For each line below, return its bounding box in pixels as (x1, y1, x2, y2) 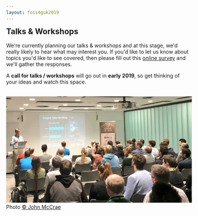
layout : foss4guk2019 (6, 9, 60, 15)
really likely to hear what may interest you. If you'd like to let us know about (6, 48, 189, 55)
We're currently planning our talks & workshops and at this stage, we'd (6, 42, 178, 49)
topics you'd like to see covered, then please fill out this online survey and (6, 55, 186, 62)
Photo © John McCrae (6, 204, 61, 211)
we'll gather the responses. (6, 61, 72, 68)
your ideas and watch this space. (6, 78, 87, 85)
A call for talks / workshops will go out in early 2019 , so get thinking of (6, 72, 180, 79)
